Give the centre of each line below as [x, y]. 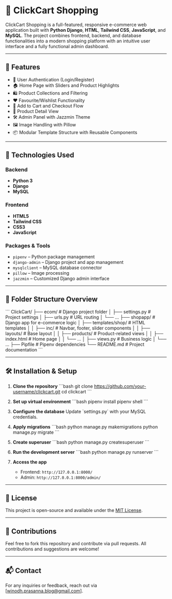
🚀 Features [23, 67]
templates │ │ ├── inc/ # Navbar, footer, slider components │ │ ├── [78, 328]
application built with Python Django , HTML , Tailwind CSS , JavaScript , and [85, 30]
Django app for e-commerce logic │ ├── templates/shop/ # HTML [75, 322]
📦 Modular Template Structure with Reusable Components [75, 132]
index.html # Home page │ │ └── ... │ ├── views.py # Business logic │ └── [86, 339]
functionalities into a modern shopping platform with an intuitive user [78, 41]
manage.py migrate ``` [36, 432]
